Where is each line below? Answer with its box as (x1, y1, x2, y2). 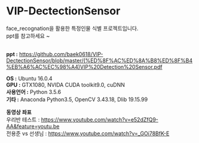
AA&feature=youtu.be (6, 123, 60, 130)
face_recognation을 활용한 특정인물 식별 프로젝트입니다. (6, 25, 139, 32)
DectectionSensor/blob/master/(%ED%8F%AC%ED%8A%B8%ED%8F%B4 (6, 57, 193, 64)
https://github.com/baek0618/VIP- (19, 50, 103, 57)
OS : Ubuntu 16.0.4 (6, 75, 53, 82)
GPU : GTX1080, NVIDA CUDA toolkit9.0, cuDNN (6, 81, 125, 88)
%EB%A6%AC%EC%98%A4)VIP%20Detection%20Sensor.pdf (6, 63, 163, 70)
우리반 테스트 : (6, 115, 40, 123)
